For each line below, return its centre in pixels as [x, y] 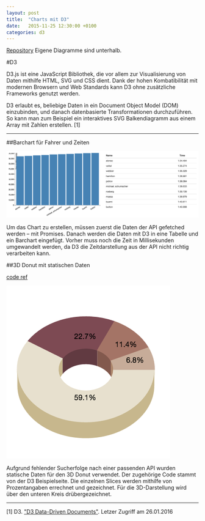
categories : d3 [26, 32]
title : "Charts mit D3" [38, 19]
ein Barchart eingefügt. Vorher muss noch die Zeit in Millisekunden [90, 240]
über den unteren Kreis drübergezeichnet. [59, 494]
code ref [17, 277]
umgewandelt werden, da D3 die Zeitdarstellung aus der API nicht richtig [98, 246]
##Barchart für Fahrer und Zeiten [48, 142]
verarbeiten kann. [28, 253]
